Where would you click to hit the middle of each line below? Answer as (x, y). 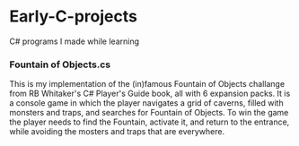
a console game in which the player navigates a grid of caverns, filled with (147, 103)
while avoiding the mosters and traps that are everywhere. (117, 132)
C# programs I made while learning (75, 41)
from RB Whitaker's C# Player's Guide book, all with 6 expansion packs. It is (150, 94)
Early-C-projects (73, 17)
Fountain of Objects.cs (60, 64)
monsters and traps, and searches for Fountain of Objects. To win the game (149, 113)
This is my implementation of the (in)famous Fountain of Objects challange (147, 84)
